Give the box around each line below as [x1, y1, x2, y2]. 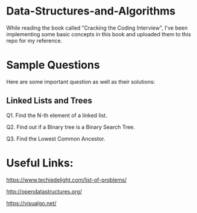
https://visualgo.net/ [6, 199, 57, 206]
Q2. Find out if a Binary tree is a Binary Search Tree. [6, 123, 136, 130]
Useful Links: [6, 156, 73, 170]
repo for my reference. [6, 37, 63, 44]
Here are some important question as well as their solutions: [6, 78, 155, 85]
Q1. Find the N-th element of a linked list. [6, 112, 107, 119]
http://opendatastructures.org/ [6, 188, 83, 195]
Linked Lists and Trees [6, 95, 92, 106]
